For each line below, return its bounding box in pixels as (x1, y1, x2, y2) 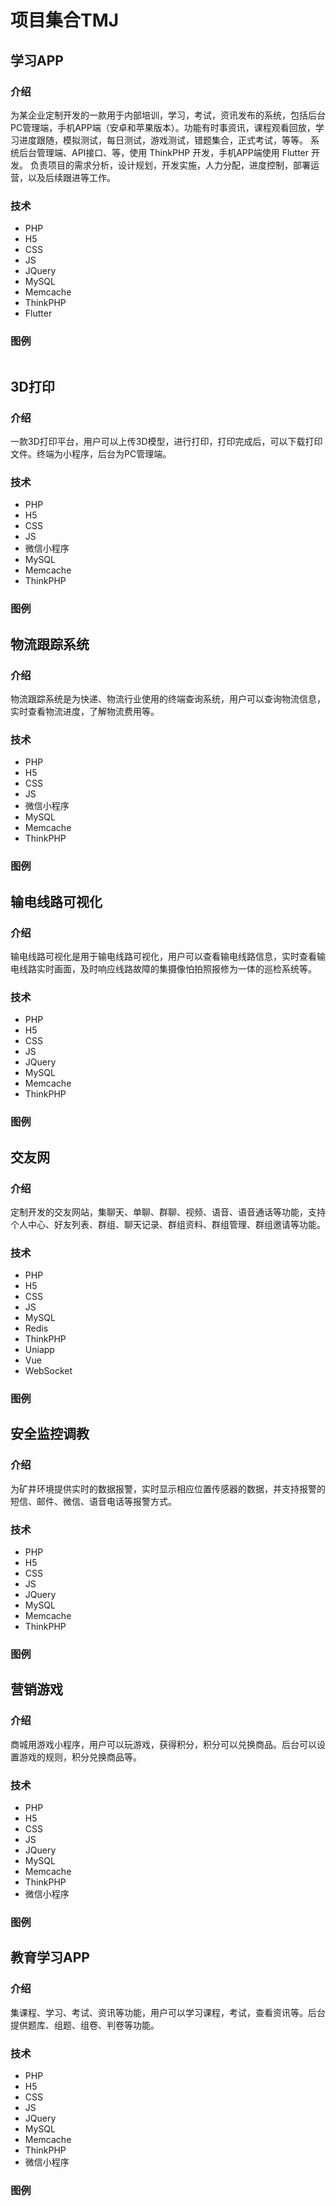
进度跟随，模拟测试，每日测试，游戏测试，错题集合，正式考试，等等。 (18, 134, 308, 146)
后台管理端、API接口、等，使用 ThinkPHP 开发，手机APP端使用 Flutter (18, 146, 310, 158)
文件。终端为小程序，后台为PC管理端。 (10, 448, 172, 460)
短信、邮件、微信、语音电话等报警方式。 (10, 1495, 177, 1507)
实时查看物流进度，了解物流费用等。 (10, 706, 160, 718)
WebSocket (24, 1365, 73, 1377)
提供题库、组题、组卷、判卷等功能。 (10, 2019, 160, 2031)
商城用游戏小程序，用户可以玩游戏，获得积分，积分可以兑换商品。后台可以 (10, 1738, 317, 1750)
